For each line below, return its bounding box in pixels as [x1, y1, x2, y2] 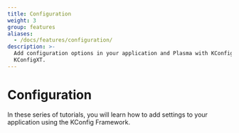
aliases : [7, 30, 33, 37]
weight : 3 [7, 17, 37, 24]
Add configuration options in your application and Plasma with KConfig [14, 50, 234, 57]
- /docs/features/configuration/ [14, 37, 113, 44]
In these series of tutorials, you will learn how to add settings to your [7, 110, 208, 119]
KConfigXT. [14, 57, 46, 64]
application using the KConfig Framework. [7, 117, 131, 126]
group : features [7, 23, 55, 30]
